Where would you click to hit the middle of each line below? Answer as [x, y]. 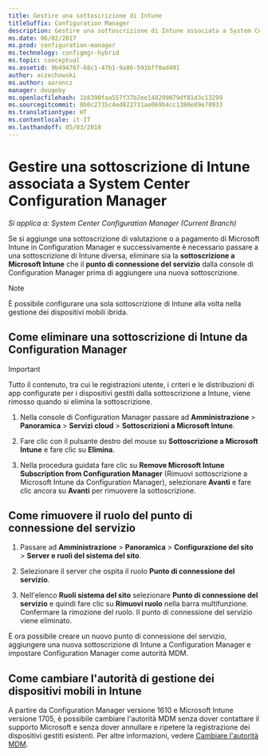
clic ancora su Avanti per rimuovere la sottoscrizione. [108, 490]
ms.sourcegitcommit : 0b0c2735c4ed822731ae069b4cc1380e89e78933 [116, 105]
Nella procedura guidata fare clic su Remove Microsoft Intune [122, 465]
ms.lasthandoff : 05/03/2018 [55, 127]
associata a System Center [99, 184]
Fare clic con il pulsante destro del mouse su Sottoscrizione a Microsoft [139, 441]
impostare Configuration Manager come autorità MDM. [99, 654]
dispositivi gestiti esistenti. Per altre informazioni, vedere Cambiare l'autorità [134, 736]
